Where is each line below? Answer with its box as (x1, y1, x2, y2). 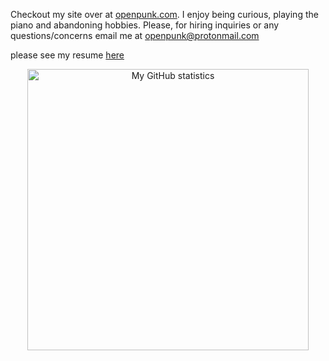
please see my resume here (10, 49, 125, 61)
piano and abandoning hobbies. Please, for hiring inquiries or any (10, 19, 280, 31)
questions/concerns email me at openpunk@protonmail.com (10, 30, 260, 41)
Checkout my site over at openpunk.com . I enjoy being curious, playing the (10, 9, 319, 20)
